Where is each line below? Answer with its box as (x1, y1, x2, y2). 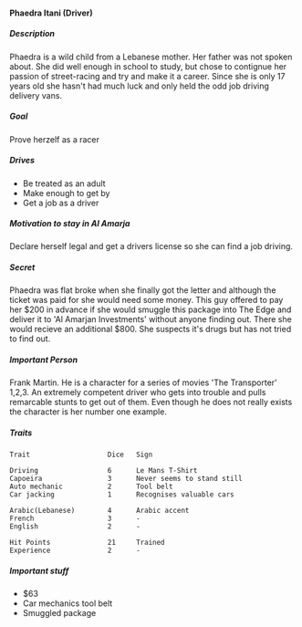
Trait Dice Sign (9, 450, 153, 460)
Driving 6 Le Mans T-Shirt (9, 466, 198, 475)
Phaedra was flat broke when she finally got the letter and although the (9, 285, 276, 296)
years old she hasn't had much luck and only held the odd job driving (9, 80, 269, 91)
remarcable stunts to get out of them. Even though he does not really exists (9, 397, 293, 408)
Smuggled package (22, 608, 97, 619)
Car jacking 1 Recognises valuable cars (9, 490, 234, 499)
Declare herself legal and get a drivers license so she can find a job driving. (9, 241, 294, 252)
